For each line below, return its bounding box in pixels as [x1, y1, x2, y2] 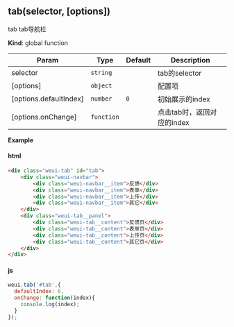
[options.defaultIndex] [11, 94, 84, 103]
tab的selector [157, 68, 202, 78]
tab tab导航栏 [8, 24, 47, 33]
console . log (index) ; [20, 301, 80, 308]
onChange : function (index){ [14, 294, 96, 301]
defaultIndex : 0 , [14, 288, 65, 295]
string [90, 69, 112, 76]
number [90, 94, 112, 103]
